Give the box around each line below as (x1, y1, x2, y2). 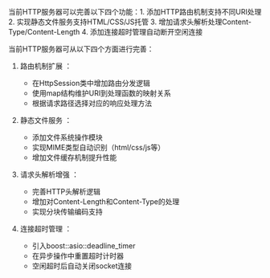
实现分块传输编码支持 (31, 207, 103, 216)
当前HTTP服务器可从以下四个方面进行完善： (8, 44, 154, 54)
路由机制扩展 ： (19, 61, 72, 71)
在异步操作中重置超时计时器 (31, 251, 125, 260)
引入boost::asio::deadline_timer (31, 241, 136, 251)
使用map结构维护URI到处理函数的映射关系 (31, 88, 171, 98)
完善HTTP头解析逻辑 (31, 187, 101, 196)
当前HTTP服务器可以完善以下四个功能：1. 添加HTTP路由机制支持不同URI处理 (8, 7, 262, 16)
